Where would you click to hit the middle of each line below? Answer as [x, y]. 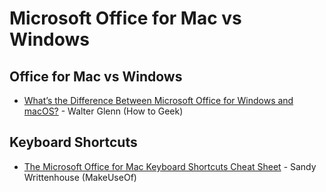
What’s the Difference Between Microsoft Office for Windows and [158, 100]
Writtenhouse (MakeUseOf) [80, 177]
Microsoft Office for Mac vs [125, 18]
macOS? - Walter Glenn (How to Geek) [103, 111]
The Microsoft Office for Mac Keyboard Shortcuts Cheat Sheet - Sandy [170, 166]
